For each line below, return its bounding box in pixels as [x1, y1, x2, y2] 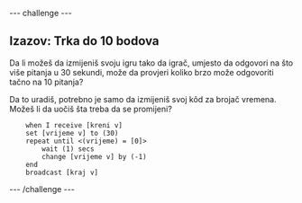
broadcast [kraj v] [25, 168, 99, 177]
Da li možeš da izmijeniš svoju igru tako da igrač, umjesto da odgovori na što [9, 57, 294, 68]
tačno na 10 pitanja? [9, 76, 84, 87]
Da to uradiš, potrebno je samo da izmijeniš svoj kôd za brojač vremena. [9, 93, 277, 104]
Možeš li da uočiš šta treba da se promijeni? [9, 103, 173, 114]
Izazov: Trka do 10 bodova [9, 33, 160, 49]
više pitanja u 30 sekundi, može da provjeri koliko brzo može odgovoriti [9, 66, 274, 77]
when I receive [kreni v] [25, 120, 124, 129]
